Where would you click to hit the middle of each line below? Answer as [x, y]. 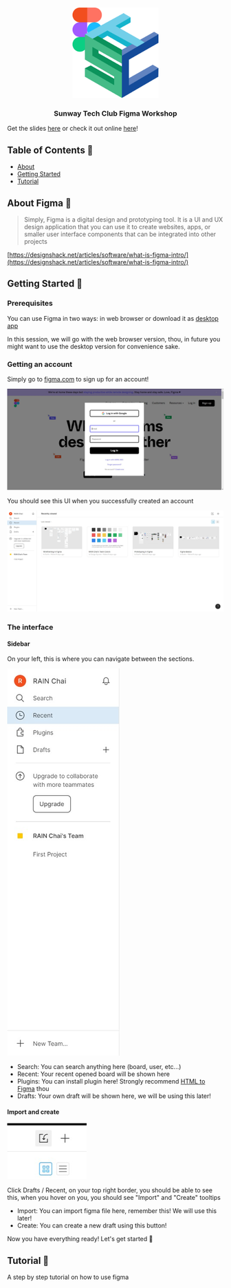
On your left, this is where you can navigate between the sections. [101, 659]
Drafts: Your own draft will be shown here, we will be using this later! [114, 1096]
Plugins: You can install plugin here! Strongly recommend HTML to [111, 1081]
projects [36, 241]
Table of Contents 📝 [50, 150]
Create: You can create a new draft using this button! [92, 1225]
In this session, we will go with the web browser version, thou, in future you [114, 339]
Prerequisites [30, 304]
